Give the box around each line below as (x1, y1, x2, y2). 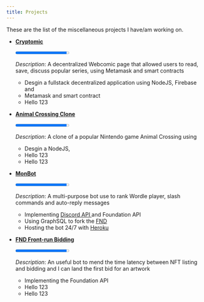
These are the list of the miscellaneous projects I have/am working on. (6, 26, 184, 33)
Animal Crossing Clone (15, 110, 75, 117)
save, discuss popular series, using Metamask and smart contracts (15, 67, 184, 74)
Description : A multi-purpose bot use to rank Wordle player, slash (15, 192, 181, 199)
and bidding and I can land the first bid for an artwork (15, 265, 150, 272)
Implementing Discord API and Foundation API (24, 211, 142, 218)
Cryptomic (15, 37, 43, 45)
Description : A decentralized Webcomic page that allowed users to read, (15, 60, 198, 68)
